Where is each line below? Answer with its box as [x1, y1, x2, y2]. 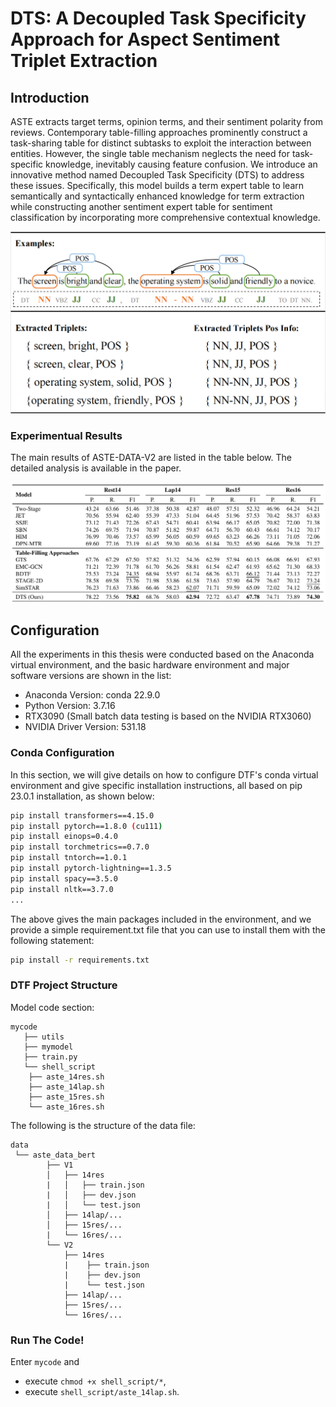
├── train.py [23, 1052, 78, 1062]
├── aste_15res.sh [28, 1092, 105, 1102]
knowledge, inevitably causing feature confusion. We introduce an [45, 158, 318, 170]
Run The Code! [10, 1333, 85, 1347]
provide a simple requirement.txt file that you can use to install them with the [10, 923, 326, 936]
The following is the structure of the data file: [10, 1119, 196, 1131]
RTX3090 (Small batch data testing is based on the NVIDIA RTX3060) [24, 710, 312, 722]
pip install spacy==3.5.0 [10, 873, 118, 884]
